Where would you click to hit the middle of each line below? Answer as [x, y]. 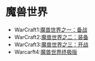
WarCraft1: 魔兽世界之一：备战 [51, 30]
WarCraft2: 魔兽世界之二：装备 [51, 37]
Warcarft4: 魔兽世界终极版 [46, 52]
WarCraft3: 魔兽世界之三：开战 [51, 44]
